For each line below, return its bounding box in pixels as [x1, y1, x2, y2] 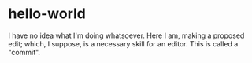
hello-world [8, 5, 87, 23]
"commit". [8, 47, 41, 57]
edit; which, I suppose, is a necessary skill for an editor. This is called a [8, 39, 239, 48]
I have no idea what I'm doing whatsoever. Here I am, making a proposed [8, 31, 245, 40]
